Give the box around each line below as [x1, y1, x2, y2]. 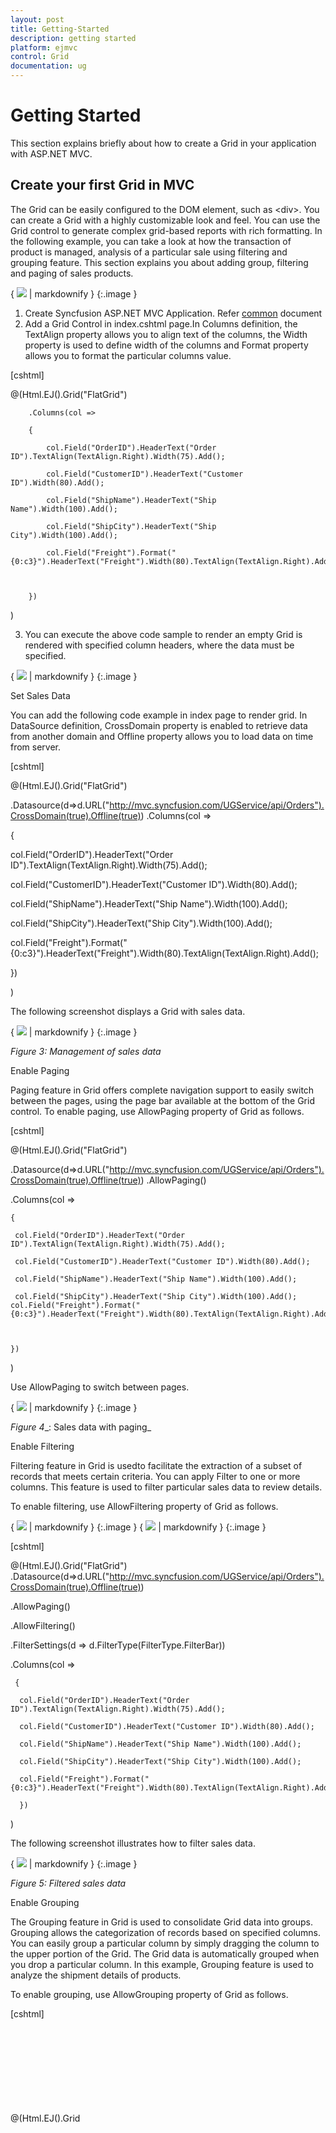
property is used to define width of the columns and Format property [24, 339, 309, 351]
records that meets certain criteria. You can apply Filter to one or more [10, 1470, 301, 1482]
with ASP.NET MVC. [10, 147, 93, 160]
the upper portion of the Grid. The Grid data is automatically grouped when [10, 1947, 320, 1960]
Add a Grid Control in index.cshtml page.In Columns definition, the [24, 317, 298, 330]
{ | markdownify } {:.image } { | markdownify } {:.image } [10, 1521, 267, 1533]
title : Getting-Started [10, 24, 110, 34]
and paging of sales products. [10, 267, 134, 279]
